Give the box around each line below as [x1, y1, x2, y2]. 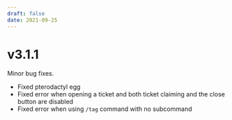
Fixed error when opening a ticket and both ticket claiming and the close [17, 90, 225, 98]
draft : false [7, 10, 45, 17]
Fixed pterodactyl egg [17, 83, 81, 91]
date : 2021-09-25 [7, 17, 58, 24]
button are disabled [17, 98, 74, 106]
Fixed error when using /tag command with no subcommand [17, 105, 192, 113]
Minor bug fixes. [7, 69, 54, 78]
